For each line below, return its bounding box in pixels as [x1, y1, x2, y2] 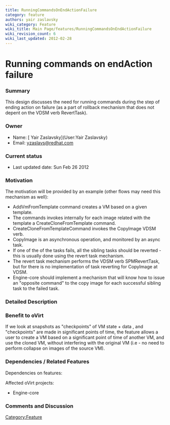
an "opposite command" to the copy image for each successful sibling [12, 280, 161, 286]
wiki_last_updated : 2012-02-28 [5, 36, 72, 41]
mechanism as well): [5, 194, 48, 200]
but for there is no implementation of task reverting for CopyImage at [12, 264, 158, 270]
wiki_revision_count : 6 [5, 31, 56, 36]
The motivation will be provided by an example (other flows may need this [5, 188, 161, 195]
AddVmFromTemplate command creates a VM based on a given [12, 204, 147, 210]
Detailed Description [5, 298, 58, 305]
